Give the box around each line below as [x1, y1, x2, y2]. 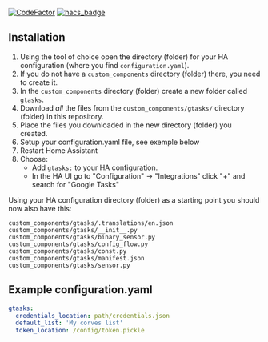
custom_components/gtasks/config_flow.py [8, 240, 149, 248]
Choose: [19, 154, 48, 163]
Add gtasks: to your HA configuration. [31, 163, 158, 172]
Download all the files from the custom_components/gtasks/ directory [19, 103, 245, 112]
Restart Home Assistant [19, 145, 98, 155]
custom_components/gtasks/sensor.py [8, 261, 130, 269]
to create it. [19, 77, 58, 87]
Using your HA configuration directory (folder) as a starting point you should [8, 195, 260, 204]
